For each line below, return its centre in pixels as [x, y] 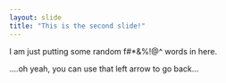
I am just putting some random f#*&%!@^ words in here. [113, 51]
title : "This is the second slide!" [77, 26]
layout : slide [36, 17]
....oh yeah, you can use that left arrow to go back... [104, 69]
